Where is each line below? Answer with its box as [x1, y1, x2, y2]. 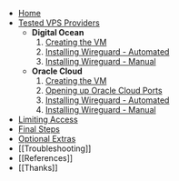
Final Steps [17, 124, 61, 135]
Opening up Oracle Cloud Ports [45, 85, 163, 96]
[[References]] [17, 153, 74, 163]
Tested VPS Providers [17, 17, 100, 28]
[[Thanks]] [17, 163, 58, 173]
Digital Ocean [31, 27, 85, 37]
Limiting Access [17, 114, 79, 125]
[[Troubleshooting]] [17, 143, 92, 154]
